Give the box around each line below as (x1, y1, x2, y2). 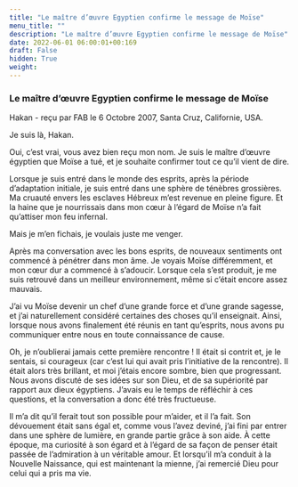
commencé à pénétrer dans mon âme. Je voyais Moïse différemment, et (9, 256, 273, 266)
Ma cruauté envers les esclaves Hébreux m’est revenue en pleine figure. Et (9, 192, 284, 203)
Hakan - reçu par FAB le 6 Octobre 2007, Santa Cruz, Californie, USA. (9, 112, 264, 123)
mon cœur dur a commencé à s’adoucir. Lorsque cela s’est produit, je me (9, 264, 278, 276)
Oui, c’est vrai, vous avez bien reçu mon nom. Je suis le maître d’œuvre (9, 147, 271, 158)
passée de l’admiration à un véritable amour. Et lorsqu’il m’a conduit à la (9, 449, 271, 459)
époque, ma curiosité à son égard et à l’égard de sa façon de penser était (9, 440, 278, 450)
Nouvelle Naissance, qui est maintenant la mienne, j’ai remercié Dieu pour (9, 459, 278, 469)
